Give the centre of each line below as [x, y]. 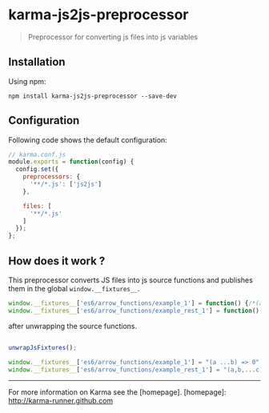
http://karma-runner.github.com [61, 401]
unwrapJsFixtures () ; [43, 347]
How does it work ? [57, 261]
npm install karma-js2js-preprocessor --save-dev [93, 96]
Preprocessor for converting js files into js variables [113, 37]
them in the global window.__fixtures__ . [74, 289]
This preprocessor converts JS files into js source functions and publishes [131, 280]
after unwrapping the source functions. [73, 326]
